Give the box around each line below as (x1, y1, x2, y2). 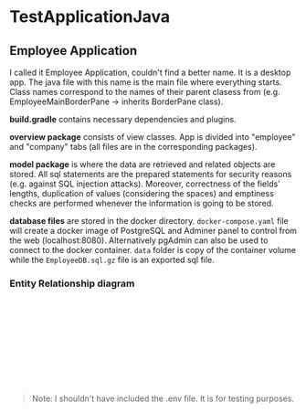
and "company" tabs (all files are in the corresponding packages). (9, 142, 258, 152)
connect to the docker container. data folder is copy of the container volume (9, 245, 297, 255)
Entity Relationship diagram (9, 277, 135, 290)
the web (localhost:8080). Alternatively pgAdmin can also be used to (9, 235, 269, 246)
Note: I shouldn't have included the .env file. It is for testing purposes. (31, 393, 295, 404)
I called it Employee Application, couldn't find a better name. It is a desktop (9, 67, 291, 78)
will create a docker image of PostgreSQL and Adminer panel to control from (9, 226, 298, 236)
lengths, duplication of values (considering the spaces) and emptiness (9, 188, 274, 198)
